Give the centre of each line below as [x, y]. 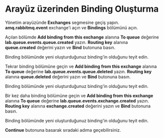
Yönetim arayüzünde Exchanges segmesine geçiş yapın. [62, 22]
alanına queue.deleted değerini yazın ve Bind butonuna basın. [68, 77]
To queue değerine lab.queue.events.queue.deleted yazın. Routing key [79, 71]
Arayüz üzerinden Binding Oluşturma [82, 9]
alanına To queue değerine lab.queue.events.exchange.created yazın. [77, 100]
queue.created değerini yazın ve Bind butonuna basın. [60, 47]
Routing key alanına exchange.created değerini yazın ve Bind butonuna [78, 106]
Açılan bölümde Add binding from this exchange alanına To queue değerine [82, 37]
